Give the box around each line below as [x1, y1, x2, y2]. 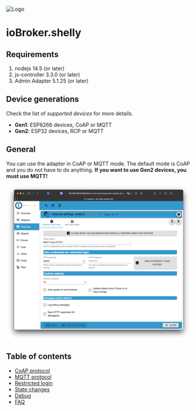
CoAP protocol [14, 367, 50, 374]
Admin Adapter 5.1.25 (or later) [14, 77, 89, 84]
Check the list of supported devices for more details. [6, 110, 133, 117]
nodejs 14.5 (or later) [14, 65, 65, 72]
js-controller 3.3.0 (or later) [14, 71, 80, 78]
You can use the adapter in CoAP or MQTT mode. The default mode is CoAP [6, 160, 191, 167]
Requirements [6, 49, 59, 59]
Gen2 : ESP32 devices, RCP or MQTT [14, 127, 104, 134]
